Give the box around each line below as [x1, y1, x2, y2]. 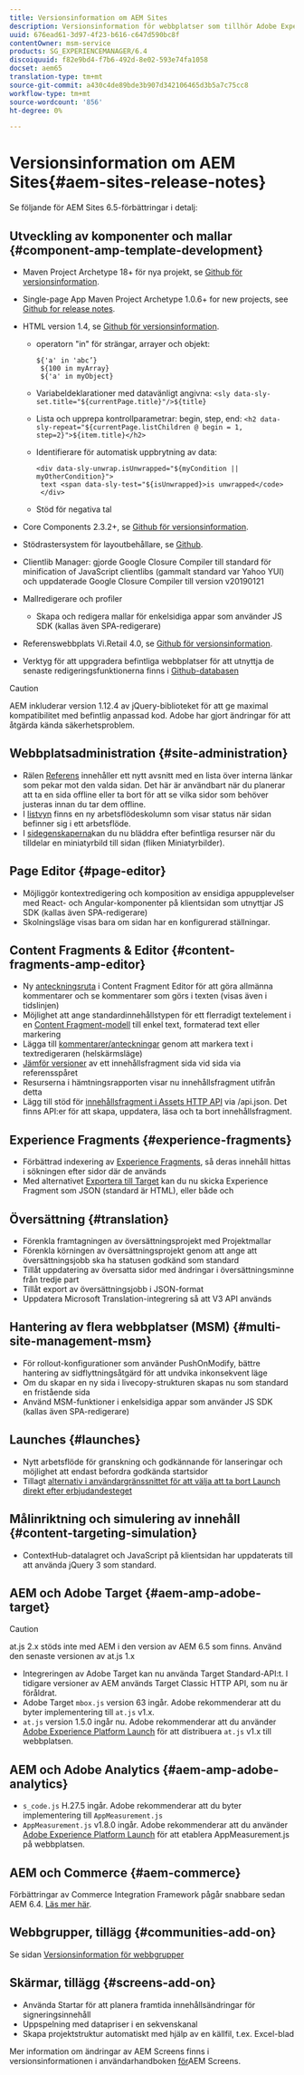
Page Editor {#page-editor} [9, 864, 166, 879]
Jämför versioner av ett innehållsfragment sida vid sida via [22, 1057, 242, 1069]
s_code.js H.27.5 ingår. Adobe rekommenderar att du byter [22, 1800, 242, 1811]
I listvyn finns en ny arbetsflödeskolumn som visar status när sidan [22, 808, 271, 819]
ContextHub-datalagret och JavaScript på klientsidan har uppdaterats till [22, 1549, 294, 1560]
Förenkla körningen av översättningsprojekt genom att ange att [22, 1245, 258, 1256]
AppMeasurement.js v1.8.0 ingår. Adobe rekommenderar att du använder [22, 1819, 288, 1830]
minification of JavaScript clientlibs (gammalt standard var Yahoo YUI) [22, 566, 285, 576]
